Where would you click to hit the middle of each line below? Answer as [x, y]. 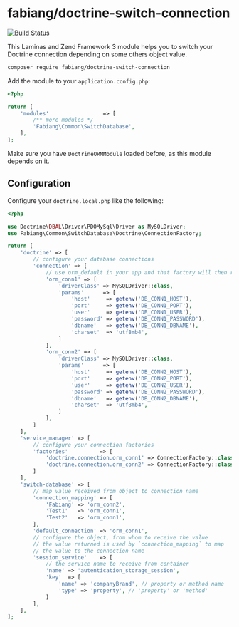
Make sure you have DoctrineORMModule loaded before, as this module [110, 153]
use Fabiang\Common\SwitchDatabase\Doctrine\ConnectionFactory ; [105, 233]
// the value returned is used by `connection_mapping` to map [128, 544]
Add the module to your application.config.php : [79, 81]
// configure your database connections [94, 259]
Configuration [39, 183]
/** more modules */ [63, 120]
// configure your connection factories [94, 445]
